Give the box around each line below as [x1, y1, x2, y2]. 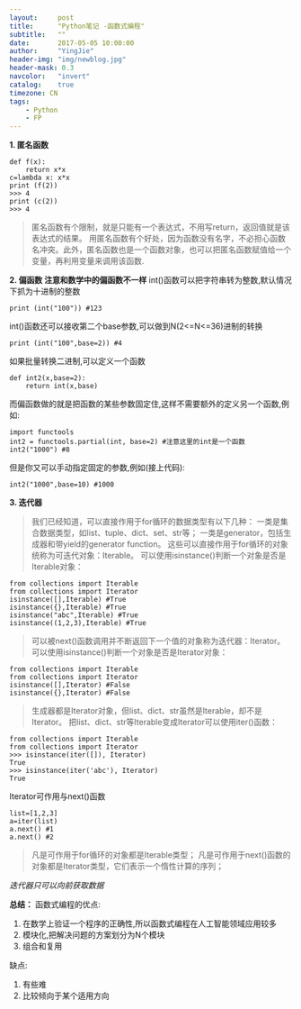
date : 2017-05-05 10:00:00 [9, 38, 135, 48]
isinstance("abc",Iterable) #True [9, 611, 139, 620]
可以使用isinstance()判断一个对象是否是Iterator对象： [31, 647, 228, 658]
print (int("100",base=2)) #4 [9, 339, 123, 348]
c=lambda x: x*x [9, 173, 70, 183]
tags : [9, 96, 30, 106]
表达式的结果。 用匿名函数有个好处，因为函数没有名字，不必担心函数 [31, 233, 286, 244]
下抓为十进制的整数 [9, 286, 81, 297]
